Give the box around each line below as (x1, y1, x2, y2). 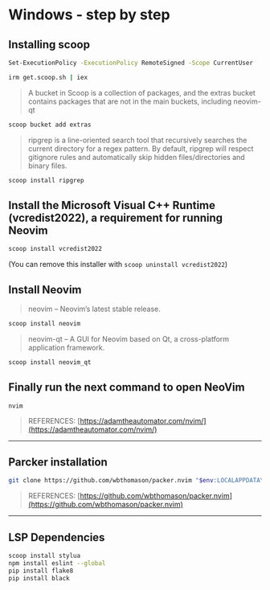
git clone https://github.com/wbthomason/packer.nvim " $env (8, 477, 215, 485)
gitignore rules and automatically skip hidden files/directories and (27, 152, 245, 162)
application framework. (27, 342, 105, 352)
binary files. (27, 161, 67, 170)
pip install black (8, 574, 70, 582)
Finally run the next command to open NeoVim (8, 380, 245, 395)
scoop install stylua (8, 552, 81, 560)
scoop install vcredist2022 (8, 245, 103, 253)
